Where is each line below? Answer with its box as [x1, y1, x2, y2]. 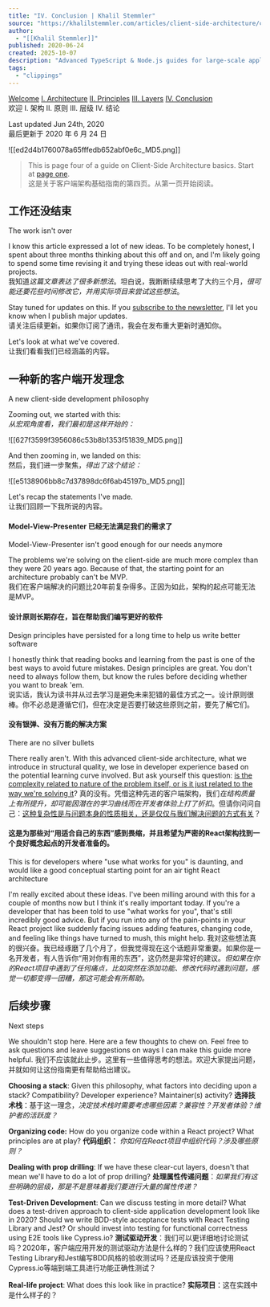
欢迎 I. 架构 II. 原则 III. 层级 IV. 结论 [8, 103, 120, 112]
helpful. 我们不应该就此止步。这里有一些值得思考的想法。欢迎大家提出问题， [8, 1054, 260, 1064]
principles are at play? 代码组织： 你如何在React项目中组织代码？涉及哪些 [8, 1136, 252, 1146]
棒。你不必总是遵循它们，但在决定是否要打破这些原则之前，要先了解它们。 [8, 700, 254, 709]
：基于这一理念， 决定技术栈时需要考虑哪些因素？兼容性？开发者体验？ [22, 1100, 254, 1109]
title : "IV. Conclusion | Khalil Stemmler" [8, 11, 156, 20]
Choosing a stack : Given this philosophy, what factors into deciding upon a [8, 1080, 257, 1090]
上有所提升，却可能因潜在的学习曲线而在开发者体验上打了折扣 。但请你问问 [8, 798, 254, 808]
